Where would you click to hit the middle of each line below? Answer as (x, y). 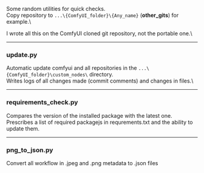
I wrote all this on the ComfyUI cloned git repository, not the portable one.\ (99, 33)
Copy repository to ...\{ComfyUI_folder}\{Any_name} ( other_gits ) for (93, 15)
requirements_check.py (42, 103)
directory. (101, 75)
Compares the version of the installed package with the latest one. (89, 115)
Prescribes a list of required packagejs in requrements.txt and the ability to (100, 122)
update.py (22, 55)
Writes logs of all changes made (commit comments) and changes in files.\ (100, 81)
